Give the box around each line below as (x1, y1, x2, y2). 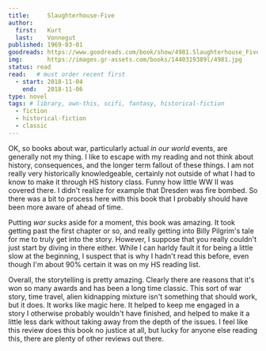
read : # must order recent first (8, 70, 126, 78)
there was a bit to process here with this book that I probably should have (8, 194, 248, 203)
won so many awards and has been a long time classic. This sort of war (8, 283, 241, 292)
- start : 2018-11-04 (15, 77, 83, 85)
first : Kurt (15, 26, 62, 34)
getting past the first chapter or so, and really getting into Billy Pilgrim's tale (8, 226, 255, 236)
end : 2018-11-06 (22, 85, 83, 93)
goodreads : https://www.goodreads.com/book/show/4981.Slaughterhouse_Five (8, 48, 260, 56)
